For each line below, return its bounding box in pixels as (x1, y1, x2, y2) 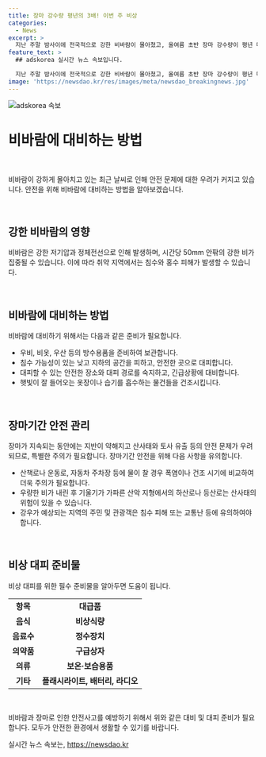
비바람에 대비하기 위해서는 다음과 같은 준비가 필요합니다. (8, 331, 182, 341)
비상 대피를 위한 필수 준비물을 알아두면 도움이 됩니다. (8, 581, 171, 590)
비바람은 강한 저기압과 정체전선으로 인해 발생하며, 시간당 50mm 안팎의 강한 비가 (8, 248, 255, 257)
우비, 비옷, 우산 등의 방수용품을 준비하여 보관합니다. (19, 348, 178, 357)
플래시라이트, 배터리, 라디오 (42, 675, 139, 686)
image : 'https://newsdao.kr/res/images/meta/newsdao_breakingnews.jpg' (8, 77, 249, 86)
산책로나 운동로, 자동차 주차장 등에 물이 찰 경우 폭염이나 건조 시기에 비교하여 (19, 468, 255, 477)
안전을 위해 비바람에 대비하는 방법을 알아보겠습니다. (25, 184, 184, 194)
